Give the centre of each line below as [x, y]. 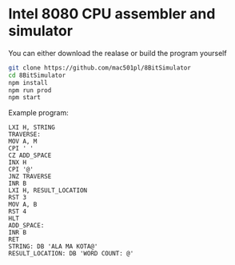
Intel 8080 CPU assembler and [112, 14]
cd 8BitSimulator [37, 75]
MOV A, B [23, 205]
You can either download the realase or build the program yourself [117, 53]
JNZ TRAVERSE [30, 177]
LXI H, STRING [32, 128]
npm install [28, 82]
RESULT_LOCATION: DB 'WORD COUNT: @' [71, 254]
